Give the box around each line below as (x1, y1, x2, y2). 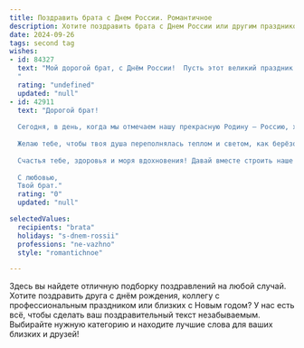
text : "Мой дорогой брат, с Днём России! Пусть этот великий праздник (17, 64, 294, 73)
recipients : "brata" (17, 222, 95, 231)
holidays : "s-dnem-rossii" (17, 231, 119, 240)
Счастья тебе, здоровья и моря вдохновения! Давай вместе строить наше (17, 155, 294, 165)
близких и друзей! (9, 329, 80, 340)
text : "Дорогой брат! (17, 106, 100, 115)
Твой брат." (17, 182, 63, 191)
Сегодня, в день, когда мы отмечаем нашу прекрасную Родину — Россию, (17, 123, 290, 132)
